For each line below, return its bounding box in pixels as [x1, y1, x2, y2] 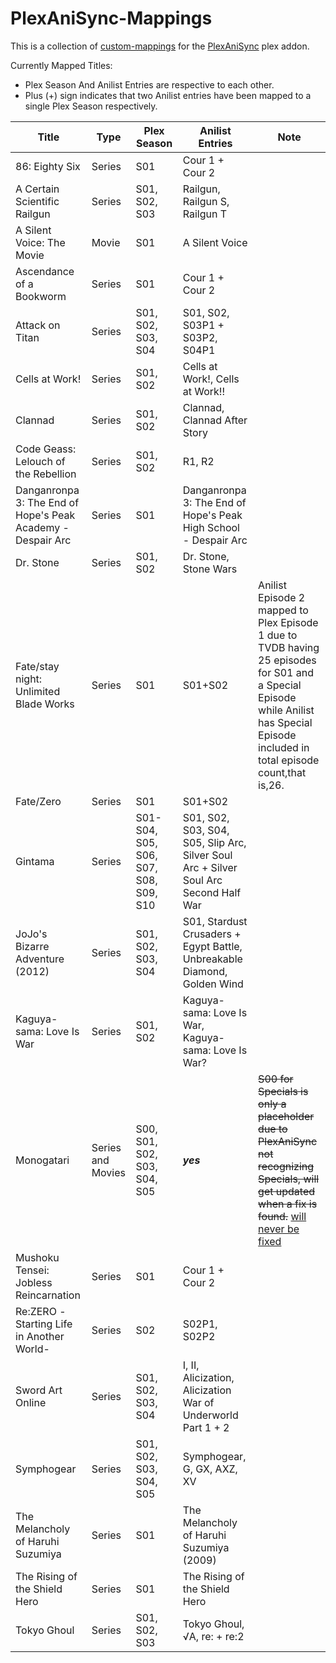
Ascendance [15, 264, 75, 278]
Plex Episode [258, 615, 319, 629]
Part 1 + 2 [182, 1420, 230, 1434]
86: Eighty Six [15, 159, 81, 173]
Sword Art [15, 1383, 63, 1397]
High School [182, 520, 240, 534]
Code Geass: [15, 442, 77, 456]
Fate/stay [15, 659, 60, 673]
